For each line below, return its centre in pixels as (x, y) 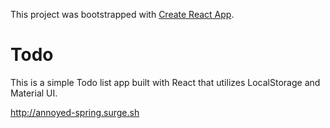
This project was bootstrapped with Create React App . (122, 14)
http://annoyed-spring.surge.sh (75, 112)
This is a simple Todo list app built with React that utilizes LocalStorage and (165, 82)
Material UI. (34, 93)
